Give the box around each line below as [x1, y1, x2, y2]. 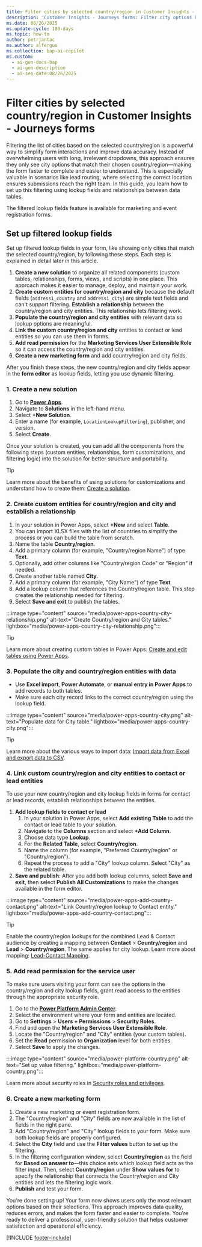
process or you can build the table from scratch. [14, 534, 135, 541]
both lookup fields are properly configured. [14, 1134, 122, 1141]
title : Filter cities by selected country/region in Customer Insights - [6, 8, 195, 15]
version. [14, 424, 35, 432]
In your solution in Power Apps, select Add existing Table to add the [23, 815, 194, 822]
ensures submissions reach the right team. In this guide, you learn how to [6, 180, 188, 187]
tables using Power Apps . [6, 652, 70, 659]
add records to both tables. [14, 687, 82, 694]
